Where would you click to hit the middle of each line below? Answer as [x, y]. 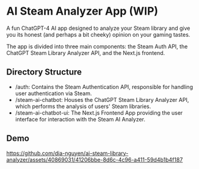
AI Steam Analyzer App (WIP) [82, 11]
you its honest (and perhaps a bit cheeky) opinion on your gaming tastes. [98, 34]
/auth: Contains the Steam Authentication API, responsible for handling [104, 87]
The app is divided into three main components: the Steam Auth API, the [97, 46]
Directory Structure [44, 72]
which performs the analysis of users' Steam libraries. [83, 106]
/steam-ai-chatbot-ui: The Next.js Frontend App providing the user [99, 113]
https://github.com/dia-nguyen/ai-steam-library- [67, 153]
